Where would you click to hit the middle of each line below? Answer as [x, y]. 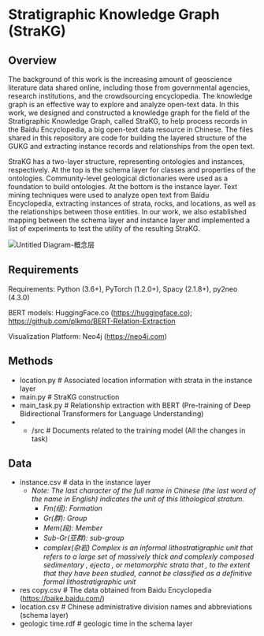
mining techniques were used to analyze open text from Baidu [109, 195]
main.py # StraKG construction [69, 396]
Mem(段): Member [73, 528]
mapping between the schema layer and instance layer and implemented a [129, 220]
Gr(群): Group [65, 519]
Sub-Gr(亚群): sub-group [84, 538]
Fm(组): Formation [73, 508]
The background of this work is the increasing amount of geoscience [120, 79]
